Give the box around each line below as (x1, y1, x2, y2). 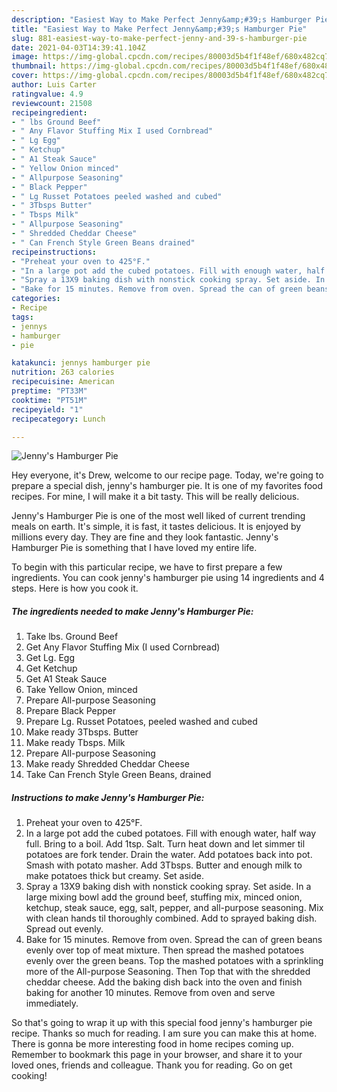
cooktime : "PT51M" (11, 395, 88, 405)
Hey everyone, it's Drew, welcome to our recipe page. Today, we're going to (11, 469, 324, 481)
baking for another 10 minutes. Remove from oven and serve (25, 987, 276, 999)
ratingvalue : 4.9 (11, 89, 84, 99)
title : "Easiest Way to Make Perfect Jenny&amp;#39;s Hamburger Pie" (11, 24, 308, 34)
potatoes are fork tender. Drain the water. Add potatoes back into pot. (25, 849, 313, 861)
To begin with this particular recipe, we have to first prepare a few (11, 561, 283, 573)
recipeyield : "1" (11, 404, 84, 415)
